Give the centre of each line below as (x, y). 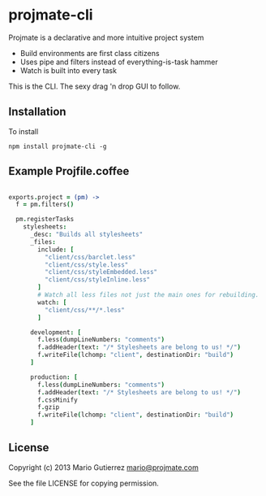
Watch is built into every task (69, 70)
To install (24, 131)
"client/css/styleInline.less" (97, 280)
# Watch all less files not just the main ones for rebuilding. (148, 295)
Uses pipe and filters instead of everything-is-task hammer (119, 62)
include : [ (56, 250)
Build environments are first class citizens (90, 53)
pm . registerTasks (45, 220)
